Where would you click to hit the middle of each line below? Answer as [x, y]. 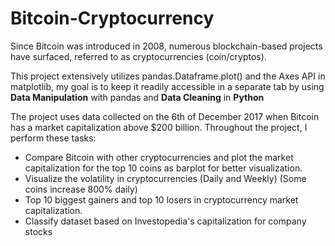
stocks [38, 231]
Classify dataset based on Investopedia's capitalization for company [165, 221]
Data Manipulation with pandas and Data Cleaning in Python [137, 97]
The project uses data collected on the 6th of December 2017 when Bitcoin [165, 116]
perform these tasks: [53, 138]
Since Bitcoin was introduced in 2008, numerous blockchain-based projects [166, 46]
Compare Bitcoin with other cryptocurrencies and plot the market [159, 157]
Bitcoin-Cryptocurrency [112, 18]
